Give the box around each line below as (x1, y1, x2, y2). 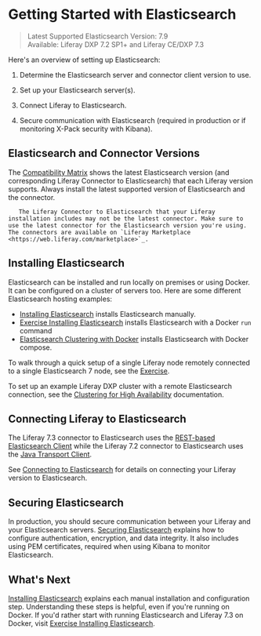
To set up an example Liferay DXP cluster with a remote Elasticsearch (8, 381, 233, 391)
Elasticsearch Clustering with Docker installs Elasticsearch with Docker (19, 334, 249, 343)
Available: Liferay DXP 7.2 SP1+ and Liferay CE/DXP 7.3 (27, 39, 205, 49)
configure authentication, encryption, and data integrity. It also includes (8, 533, 239, 543)
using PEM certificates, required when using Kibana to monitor (8, 542, 210, 551)
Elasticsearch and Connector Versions (8, 147, 200, 160)
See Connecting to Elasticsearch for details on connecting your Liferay (8, 465, 237, 474)
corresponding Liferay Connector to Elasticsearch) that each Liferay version (8, 176, 253, 185)
